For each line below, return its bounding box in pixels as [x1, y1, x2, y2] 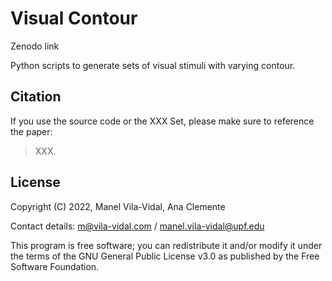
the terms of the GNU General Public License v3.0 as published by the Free [10, 250, 320, 262]
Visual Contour [10, 7, 138, 30]
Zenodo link [10, 40, 60, 52]
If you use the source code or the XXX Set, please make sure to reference [10, 115, 315, 127]
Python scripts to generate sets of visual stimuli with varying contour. [10, 59, 296, 71]
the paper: [10, 125, 53, 137]
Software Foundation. [10, 260, 100, 272]
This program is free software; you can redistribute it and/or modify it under [10, 239, 323, 251]
